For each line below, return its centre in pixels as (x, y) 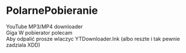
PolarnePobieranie (52, 11)
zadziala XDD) (23, 45)
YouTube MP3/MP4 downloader (44, 26)
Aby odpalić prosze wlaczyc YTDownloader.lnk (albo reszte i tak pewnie (93, 39)
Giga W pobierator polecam (39, 32)
